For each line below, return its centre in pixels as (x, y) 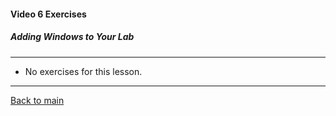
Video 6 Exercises (48, 14)
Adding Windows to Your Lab (72, 37)
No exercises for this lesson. (83, 71)
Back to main (37, 100)
